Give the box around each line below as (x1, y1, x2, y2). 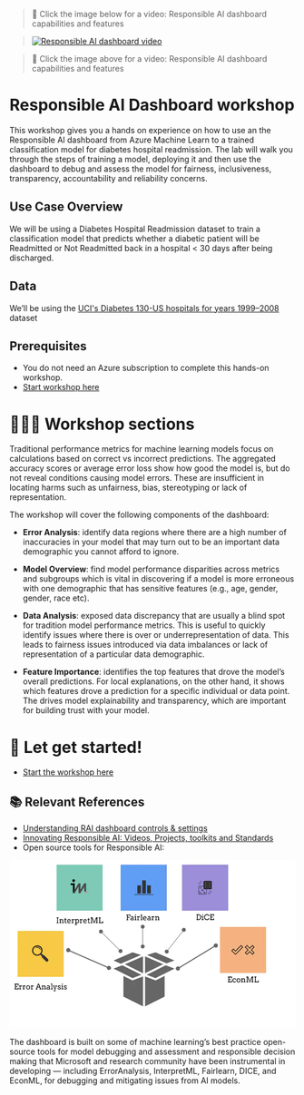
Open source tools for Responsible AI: (22, 842, 165, 853)
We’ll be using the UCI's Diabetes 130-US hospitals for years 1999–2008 (9, 302, 279, 313)
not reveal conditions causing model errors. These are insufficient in (9, 473, 265, 484)
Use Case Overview (9, 200, 123, 215)
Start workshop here (22, 382, 100, 393)
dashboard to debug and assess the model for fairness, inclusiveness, (9, 163, 272, 174)
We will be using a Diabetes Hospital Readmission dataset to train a (9, 223, 261, 234)
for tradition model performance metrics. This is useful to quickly (22, 620, 266, 631)
